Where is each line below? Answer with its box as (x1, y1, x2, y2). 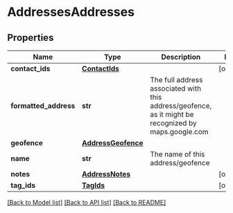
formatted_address (10, 101, 76, 111)
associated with (150, 84, 202, 93)
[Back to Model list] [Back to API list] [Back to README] (7, 198, 166, 206)
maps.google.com (150, 127, 209, 136)
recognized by (150, 118, 197, 128)
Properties (7, 32, 54, 44)
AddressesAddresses (7, 4, 135, 20)
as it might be (150, 110, 194, 119)
